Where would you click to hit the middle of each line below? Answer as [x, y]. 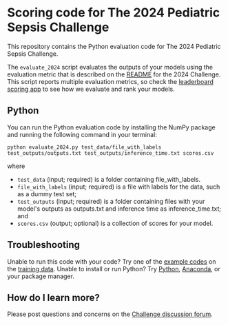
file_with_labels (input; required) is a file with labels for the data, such [118, 187]
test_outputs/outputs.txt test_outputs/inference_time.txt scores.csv [111, 153]
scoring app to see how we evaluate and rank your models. [91, 89]
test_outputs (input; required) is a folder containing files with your [111, 201]
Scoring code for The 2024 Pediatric [114, 13]
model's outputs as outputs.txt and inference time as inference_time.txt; [119, 209]
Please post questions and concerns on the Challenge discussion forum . [110, 314]
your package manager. [41, 276]
